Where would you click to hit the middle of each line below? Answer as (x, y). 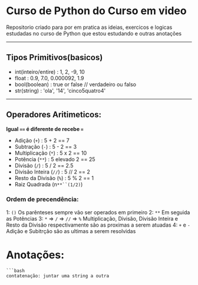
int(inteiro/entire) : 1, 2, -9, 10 (50, 71)
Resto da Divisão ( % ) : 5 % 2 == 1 (54, 178)
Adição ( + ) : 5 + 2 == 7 (42, 140)
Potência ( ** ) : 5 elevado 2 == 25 (55, 159)
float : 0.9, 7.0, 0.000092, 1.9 (49, 78)
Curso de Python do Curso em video (96, 11)
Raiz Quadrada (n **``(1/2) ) (49, 184)
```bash (16, 271)
